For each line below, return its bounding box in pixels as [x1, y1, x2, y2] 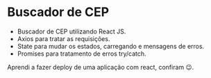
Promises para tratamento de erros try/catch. [17, 49, 147, 58]
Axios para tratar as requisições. [17, 34, 110, 42]
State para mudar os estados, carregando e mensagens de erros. [17, 42, 205, 50]
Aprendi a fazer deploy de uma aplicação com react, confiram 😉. [7, 63, 194, 71]
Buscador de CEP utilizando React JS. [17, 27, 126, 36]
